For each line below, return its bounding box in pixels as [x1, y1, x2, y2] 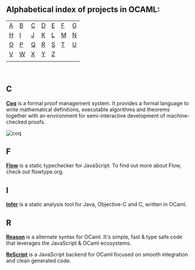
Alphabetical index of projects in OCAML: [6, 5, 160, 15]
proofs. [28, 118, 46, 125]
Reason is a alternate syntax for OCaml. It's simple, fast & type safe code [6, 234, 183, 241]
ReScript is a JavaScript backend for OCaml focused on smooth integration [6, 251, 189, 258]
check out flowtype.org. [6, 168, 64, 175]
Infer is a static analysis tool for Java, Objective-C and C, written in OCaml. [6, 201, 187, 208]
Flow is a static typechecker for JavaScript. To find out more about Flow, [6, 162, 182, 169]
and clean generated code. [6, 257, 71, 264]
